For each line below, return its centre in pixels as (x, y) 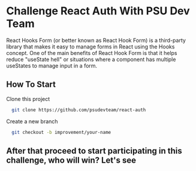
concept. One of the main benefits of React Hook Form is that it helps (92, 53)
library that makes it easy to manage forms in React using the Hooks (91, 47)
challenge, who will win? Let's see (71, 160)
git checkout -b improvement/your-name (61, 132)
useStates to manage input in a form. (52, 65)
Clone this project (28, 99)
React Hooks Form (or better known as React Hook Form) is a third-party (96, 40)
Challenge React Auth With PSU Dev (98, 11)
